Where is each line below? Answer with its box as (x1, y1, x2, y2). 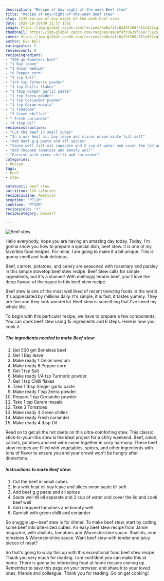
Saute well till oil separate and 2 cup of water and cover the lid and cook (12, 494, 158, 500)
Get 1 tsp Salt (12, 368, 39, 374)
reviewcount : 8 (5, 48, 36, 53)
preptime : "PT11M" (5, 197, 43, 203)
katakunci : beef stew (5, 184, 50, 189)
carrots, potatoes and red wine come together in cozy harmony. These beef (5, 440, 158, 446)
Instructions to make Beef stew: (5, 466, 72, 472)
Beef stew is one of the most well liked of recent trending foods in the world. (5, 289, 159, 294)
